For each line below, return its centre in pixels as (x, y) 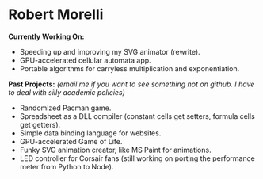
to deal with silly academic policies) (67, 92)
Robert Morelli (56, 15)
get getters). (40, 124)
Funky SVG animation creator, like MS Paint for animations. (115, 150)
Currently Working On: (46, 36)
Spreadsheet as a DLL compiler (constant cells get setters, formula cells (137, 116)
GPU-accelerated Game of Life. (71, 141)
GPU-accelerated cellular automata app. (86, 60)
